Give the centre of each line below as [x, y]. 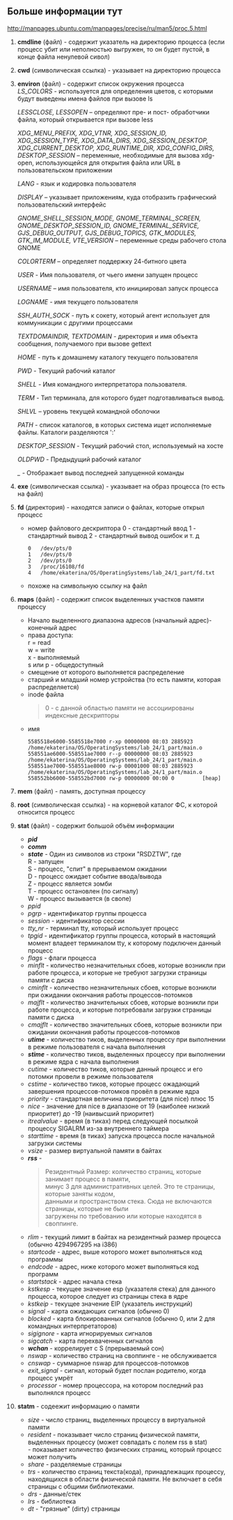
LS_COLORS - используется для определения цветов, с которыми [115, 91]
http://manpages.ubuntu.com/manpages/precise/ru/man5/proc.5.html [107, 28]
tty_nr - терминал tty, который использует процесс [103, 928]
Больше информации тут [65, 12]
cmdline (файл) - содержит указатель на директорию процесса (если [121, 42]
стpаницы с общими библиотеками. [81, 1487]
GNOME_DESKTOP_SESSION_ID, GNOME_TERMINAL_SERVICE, [108, 225]
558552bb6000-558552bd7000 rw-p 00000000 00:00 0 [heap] [124, 778]
